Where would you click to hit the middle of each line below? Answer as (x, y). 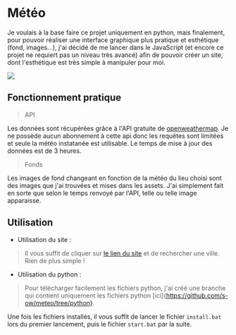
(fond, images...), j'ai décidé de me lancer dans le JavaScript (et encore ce (116, 47)
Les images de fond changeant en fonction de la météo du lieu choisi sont (114, 178)
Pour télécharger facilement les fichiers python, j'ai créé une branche (125, 288)
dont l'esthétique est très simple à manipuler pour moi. (86, 62)
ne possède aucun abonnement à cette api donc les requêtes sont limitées (116, 136)
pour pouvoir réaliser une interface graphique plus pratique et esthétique (113, 39)
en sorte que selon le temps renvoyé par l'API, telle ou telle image (102, 193)
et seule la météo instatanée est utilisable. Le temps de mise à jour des (110, 143)
